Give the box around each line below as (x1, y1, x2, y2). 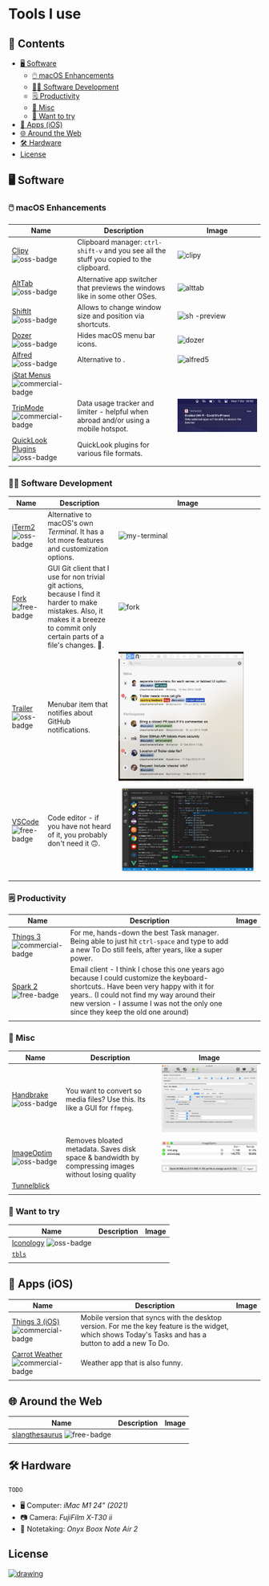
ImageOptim (11, 1148, 53, 1158)
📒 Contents (8, 37, 66, 51)
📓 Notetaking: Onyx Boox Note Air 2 (19, 1523, 139, 1534)
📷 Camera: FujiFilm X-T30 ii (19, 1512, 113, 1522)
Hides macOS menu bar (77, 331, 156, 340)
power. (70, 953, 94, 963)
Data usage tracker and (77, 398, 155, 408)
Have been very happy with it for (106, 981, 215, 991)
